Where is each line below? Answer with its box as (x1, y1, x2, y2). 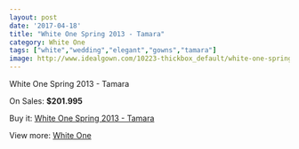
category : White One (9, 37, 86, 47)
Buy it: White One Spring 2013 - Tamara (9, 113, 155, 123)
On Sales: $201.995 (9, 96, 83, 106)
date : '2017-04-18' (9, 21, 82, 30)
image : (9, 54, 34, 63)
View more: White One (9, 130, 92, 140)
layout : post (9, 12, 58, 22)
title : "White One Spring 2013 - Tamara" (9, 29, 166, 38)
